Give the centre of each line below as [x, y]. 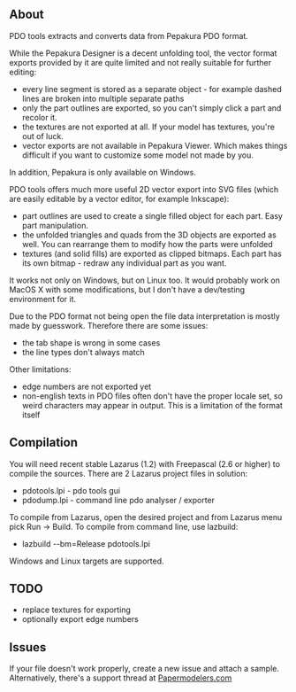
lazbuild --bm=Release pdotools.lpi [86, 543]
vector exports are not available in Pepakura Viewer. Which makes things [155, 145]
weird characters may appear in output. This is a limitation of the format [152, 405]
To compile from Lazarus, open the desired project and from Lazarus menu [146, 517]
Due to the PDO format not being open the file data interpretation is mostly [144, 316]
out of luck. [42, 136]
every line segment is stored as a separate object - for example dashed [152, 89]
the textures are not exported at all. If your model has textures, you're [148, 127]
